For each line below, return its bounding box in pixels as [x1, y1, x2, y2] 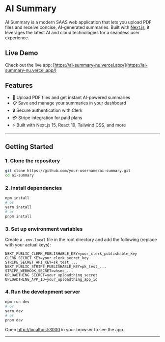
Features [5, 81, 33, 90]
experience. [5, 35, 29, 41]
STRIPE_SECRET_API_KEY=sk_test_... [5, 260, 78, 265]
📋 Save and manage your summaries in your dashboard [12, 100, 126, 106]
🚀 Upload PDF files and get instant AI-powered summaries [12, 94, 131, 100]
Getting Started [5, 143, 54, 151]
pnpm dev [5, 318, 23, 322]
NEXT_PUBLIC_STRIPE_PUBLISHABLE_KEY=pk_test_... [5, 264, 107, 269]
